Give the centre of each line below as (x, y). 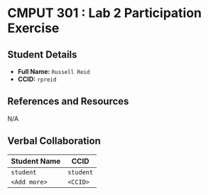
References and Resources (68, 101)
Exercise (33, 28)
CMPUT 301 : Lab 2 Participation (105, 13)
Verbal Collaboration (54, 141)
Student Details (42, 54)
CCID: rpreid (37, 79)
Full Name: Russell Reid (54, 72)
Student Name (36, 161)
